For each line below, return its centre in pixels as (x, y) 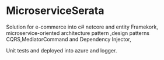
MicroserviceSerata (55, 11)
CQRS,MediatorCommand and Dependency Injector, (69, 39)
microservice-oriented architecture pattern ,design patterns (78, 33)
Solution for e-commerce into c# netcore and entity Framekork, (82, 27)
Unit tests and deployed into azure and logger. (62, 50)
